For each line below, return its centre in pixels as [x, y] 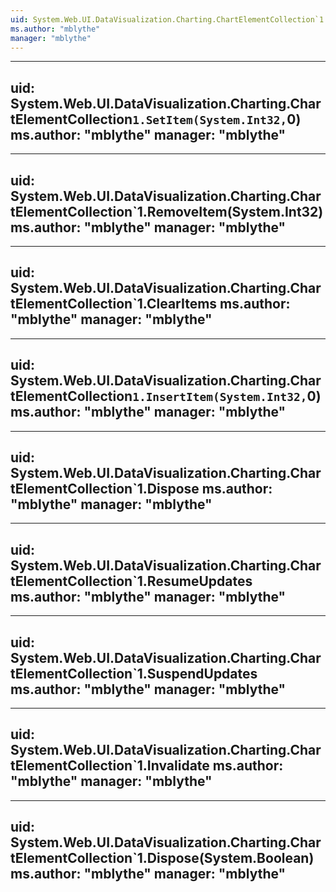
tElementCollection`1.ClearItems [114, 304]
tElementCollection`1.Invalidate [110, 766]
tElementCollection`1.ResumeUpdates [131, 581]
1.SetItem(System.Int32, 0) [217, 119]
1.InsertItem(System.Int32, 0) [227, 396]
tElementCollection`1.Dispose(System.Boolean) [162, 858]
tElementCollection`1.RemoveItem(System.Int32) [167, 211]
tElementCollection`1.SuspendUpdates [134, 673]
